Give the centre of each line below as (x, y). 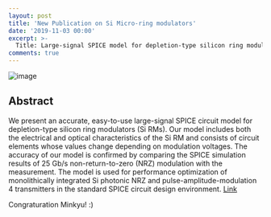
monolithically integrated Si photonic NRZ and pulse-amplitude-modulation (133, 180)
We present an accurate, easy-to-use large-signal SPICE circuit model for (130, 121)
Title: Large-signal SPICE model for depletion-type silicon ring (129, 46)
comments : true (34, 53)
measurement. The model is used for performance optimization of (118, 172)
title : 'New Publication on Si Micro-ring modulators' (102, 23)
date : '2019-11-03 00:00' (52, 31)
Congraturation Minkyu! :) (51, 204)
